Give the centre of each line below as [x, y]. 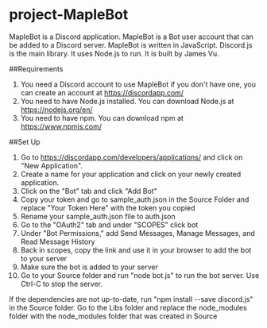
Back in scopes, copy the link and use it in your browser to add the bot [136, 250]
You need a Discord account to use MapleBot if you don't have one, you [138, 84]
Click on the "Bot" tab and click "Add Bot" [89, 191]
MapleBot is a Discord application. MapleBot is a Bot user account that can [131, 37]
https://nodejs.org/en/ [57, 110]
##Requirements [36, 68]
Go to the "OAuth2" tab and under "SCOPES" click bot [109, 225]
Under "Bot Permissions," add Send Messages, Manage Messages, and [137, 233]
